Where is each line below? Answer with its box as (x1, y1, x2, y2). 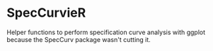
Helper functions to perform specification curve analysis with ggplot (6, 28, 206, 36)
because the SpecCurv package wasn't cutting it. (6, 35, 151, 43)
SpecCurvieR (6, 5, 86, 21)
